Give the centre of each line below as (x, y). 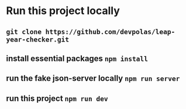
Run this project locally (63, 11)
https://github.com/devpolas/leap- (110, 32)
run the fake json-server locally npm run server (93, 78)
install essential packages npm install (77, 58)
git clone (24, 32)
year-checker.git (37, 39)
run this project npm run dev (57, 98)
